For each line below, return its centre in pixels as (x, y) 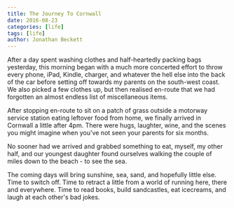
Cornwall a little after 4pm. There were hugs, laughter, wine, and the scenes (117, 125)
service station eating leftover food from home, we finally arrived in (104, 118)
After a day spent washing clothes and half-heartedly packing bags (104, 60)
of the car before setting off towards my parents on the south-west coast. (113, 82)
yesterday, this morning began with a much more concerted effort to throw (115, 67)
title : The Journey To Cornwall (54, 14)
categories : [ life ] (36, 27)
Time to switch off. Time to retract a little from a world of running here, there (117, 182)
